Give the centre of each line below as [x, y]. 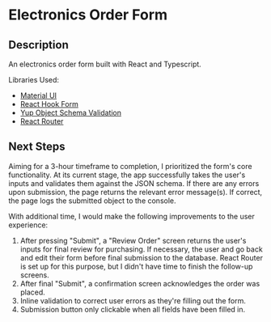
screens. [35, 275]
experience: [28, 225]
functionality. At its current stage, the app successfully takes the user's [127, 175]
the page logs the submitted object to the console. [92, 201]
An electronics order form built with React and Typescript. [105, 64]
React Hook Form [49, 104]
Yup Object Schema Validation [71, 112]
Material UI [38, 95]
